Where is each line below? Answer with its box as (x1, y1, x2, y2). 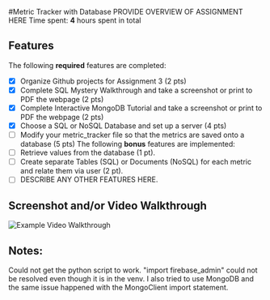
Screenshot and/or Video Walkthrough (8, 199, 208, 212)
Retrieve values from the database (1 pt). (19, 148, 156, 157)
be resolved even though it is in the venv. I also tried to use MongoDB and (8, 273, 255, 283)
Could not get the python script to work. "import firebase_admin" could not (8, 265, 258, 275)
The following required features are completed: (8, 60, 167, 70)
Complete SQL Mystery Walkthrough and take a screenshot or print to (19, 85, 253, 95)
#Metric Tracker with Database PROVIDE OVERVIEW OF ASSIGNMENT (8, 7, 243, 16)
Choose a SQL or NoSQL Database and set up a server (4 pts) (19, 121, 227, 131)
